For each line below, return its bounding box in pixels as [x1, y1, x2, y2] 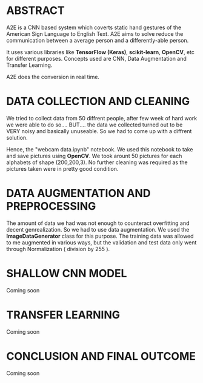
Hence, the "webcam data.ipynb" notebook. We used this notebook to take [6, 145, 193, 153]
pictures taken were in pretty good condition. [6, 165, 119, 172]
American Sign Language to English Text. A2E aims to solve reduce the [6, 30, 184, 37]
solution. [6, 134, 28, 141]
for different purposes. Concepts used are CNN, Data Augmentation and [6, 55, 187, 62]
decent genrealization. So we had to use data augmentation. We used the [6, 226, 190, 233]
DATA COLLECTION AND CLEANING [6, 95, 190, 108]
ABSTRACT [6, 4, 65, 18]
